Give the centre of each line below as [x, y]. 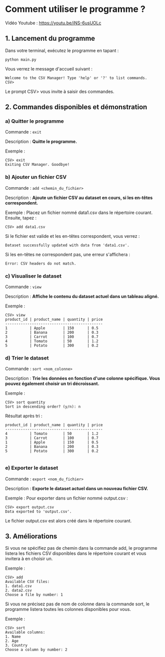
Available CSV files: [27, 582]
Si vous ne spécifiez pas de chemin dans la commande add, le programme [81, 548]
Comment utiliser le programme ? [75, 9]
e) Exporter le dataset [32, 468]
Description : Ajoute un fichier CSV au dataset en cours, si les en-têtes [79, 198]
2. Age [12, 641]
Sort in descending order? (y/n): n [43, 407]
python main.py [21, 60]
